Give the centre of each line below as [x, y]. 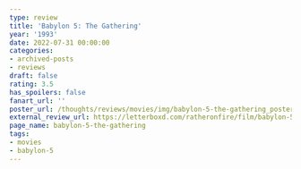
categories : [31, 51]
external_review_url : [50, 117]
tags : [19, 134]
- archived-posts [42, 59]
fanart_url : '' [38, 101]
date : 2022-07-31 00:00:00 [60, 42]
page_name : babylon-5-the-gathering [77, 126]
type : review [34, 17]
